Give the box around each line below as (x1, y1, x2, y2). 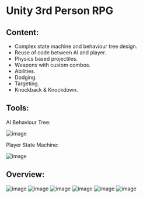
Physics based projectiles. (14, 55, 78, 62)
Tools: (6, 103, 29, 113)
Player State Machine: (6, 141, 59, 148)
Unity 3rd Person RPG (6, 4, 114, 18)
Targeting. (14, 80, 40, 87)
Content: (6, 27, 39, 37)
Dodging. (14, 74, 37, 81)
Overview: (6, 169, 45, 179)
